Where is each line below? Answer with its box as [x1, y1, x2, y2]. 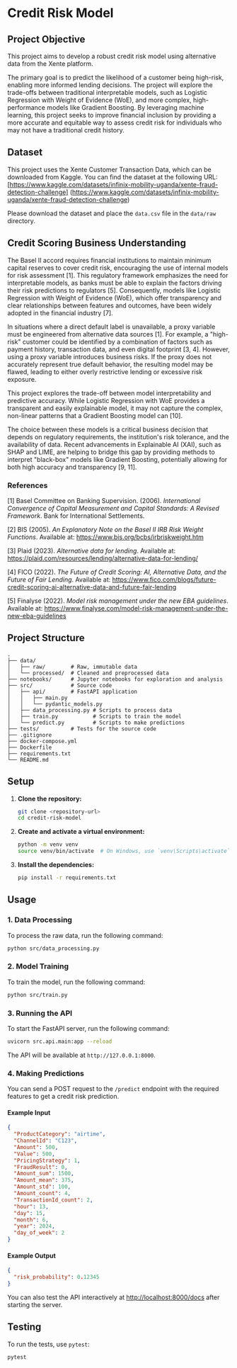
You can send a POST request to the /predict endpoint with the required [7, 1085, 219, 1093]
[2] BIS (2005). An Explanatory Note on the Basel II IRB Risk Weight [7, 525, 204, 533]
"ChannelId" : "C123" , [13, 1137, 78, 1145]
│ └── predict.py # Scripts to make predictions [7, 719, 185, 726]
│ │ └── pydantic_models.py [7, 700, 103, 708]
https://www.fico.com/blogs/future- [112, 575, 216, 584]
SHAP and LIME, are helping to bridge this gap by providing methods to [7, 448, 216, 456]
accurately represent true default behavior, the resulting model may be [7, 360, 214, 368]
